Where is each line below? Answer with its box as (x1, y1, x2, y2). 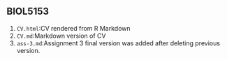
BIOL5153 (6, 6, 50, 17)
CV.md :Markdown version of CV (16, 31, 106, 40)
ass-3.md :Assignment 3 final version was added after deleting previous (16, 38, 221, 47)
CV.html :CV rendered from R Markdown (16, 24, 131, 32)
